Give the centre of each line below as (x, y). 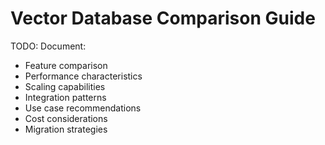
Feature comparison (66, 65)
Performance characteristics (83, 76)
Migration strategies (66, 129)
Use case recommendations (83, 108)
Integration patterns (65, 97)
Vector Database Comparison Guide (163, 18)
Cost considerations (66, 118)
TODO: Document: (48, 46)
